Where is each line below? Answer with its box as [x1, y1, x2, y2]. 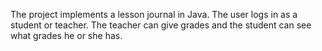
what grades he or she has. [10, 30, 123, 41]
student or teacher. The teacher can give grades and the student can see [10, 19, 312, 31]
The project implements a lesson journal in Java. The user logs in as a [10, 9, 298, 20]
